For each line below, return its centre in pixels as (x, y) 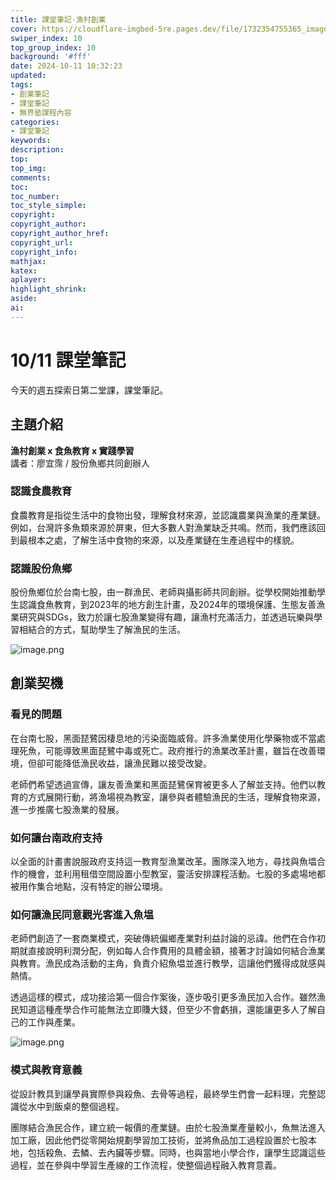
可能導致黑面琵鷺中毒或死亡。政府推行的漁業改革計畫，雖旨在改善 (180, 750)
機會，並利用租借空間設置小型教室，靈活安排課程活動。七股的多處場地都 (176, 874)
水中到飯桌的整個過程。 (76, 1106)
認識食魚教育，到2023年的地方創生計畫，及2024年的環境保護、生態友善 (167, 605)
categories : (35, 122)
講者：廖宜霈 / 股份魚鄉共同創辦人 (80, 463)
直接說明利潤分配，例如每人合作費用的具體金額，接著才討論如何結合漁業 (176, 951)
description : (37, 150)
